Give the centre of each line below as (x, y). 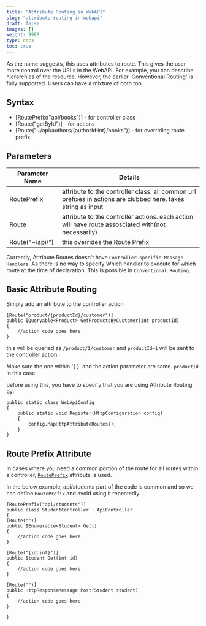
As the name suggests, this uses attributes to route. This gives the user (96, 63)
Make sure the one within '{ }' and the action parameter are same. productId (103, 367)
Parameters (29, 156)
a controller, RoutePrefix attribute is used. (59, 475)
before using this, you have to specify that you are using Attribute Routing (99, 385)
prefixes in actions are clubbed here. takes (123, 199)
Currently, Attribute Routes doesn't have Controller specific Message (95, 257)
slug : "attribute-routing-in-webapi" (55, 18)
